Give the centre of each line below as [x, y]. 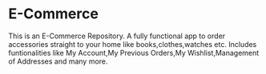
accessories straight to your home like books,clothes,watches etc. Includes [133, 44]
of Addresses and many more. [58, 61]
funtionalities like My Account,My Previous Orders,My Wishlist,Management [134, 53]
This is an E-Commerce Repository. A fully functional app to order [117, 36]
